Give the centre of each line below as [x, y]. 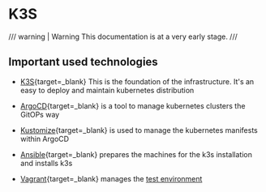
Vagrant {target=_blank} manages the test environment [111, 178]
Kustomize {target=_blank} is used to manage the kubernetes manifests [139, 130]
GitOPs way [40, 114]
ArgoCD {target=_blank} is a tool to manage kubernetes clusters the [133, 105]
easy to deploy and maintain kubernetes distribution [107, 90]
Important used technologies [83, 62]
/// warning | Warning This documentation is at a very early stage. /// [123, 36]
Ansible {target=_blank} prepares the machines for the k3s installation [136, 154]
